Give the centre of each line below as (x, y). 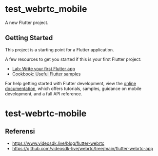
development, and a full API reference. (44, 93)
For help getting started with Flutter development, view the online (71, 83)
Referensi (20, 131)
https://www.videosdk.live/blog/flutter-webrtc (58, 143)
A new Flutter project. (27, 22)
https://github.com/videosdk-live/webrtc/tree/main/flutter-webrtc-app (83, 148)
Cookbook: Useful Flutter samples (46, 74)
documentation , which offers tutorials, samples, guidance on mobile (73, 89)
